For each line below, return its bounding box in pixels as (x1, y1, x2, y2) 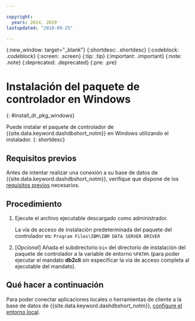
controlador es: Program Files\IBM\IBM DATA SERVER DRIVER (14, 232, 161, 239)
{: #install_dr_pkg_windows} (6, 112, 75, 119)
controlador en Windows (6, 93, 131, 106)
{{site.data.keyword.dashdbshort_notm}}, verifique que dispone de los (6, 176, 179, 183)
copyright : (6, 14, 33, 20)
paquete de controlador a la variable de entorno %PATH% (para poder (14, 250, 180, 257)
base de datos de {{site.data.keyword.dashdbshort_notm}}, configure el (6, 302, 183, 309)
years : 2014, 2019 (11, 19, 58, 26)
